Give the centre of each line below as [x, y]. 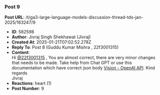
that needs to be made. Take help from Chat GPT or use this [72, 63]
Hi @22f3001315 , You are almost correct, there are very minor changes [83, 58]
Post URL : [15, 17]
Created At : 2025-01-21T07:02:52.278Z [51, 42]
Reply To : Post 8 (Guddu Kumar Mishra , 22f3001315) [65, 47]
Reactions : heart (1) [32, 83]
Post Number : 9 [28, 89]
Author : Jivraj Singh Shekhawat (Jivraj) [51, 37]
